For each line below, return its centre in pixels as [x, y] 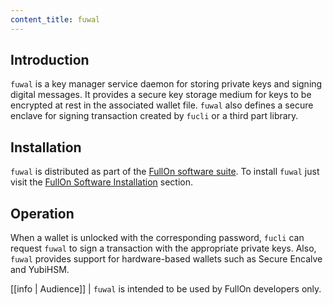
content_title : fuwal [55, 19]
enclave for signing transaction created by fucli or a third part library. [154, 116]
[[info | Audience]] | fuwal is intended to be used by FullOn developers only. [166, 289]
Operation [42, 213]
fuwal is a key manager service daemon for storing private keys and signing [166, 84]
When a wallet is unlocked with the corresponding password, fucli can [157, 238]
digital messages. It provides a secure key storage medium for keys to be [161, 95]
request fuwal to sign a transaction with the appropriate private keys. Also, [163, 248]
